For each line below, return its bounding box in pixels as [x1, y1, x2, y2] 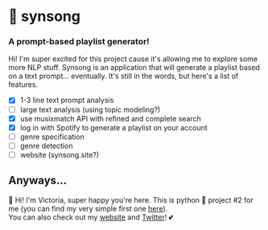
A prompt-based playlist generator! [8, 36, 150, 47]
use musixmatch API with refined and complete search [19, 113, 201, 123]
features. [8, 80, 39, 89]
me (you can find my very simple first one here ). [8, 203, 168, 213]
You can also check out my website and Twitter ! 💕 [8, 212, 174, 222]
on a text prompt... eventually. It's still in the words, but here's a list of [8, 72, 239, 81]
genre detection [19, 141, 73, 150]
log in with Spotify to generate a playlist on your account [19, 122, 208, 132]
